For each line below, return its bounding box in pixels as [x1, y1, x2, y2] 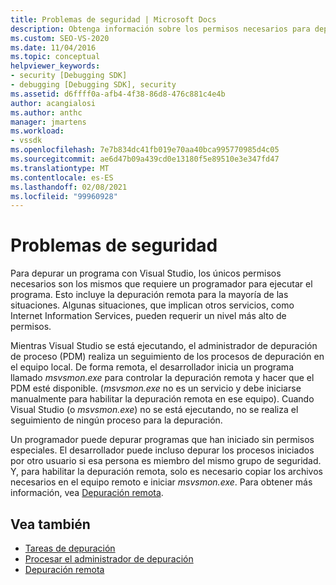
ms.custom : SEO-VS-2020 [10, 33, 110, 43]
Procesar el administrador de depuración [24, 553, 194, 565]
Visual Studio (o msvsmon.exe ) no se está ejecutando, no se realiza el [10, 404, 299, 416]
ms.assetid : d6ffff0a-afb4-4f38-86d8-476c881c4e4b [10, 89, 226, 99]
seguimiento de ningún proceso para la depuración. [10, 414, 223, 426]
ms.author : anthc [10, 107, 83, 118]
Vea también [10, 516, 91, 533]
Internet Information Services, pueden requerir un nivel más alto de [10, 310, 287, 322]
